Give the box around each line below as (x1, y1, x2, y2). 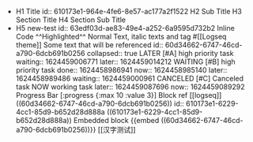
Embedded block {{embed (74, 116, 160, 125)
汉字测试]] (102, 125, 136, 134)
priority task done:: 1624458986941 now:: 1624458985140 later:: (15, 65, 228, 74)
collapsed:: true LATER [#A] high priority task (86, 49, 234, 58)
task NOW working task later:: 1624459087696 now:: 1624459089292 (15, 82, 245, 92)
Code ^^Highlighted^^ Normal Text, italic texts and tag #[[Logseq (15, 32, 227, 41)
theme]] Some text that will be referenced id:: (15, 40, 164, 50)
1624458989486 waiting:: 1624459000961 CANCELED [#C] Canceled (15, 74, 244, 83)
